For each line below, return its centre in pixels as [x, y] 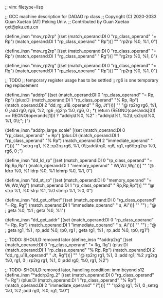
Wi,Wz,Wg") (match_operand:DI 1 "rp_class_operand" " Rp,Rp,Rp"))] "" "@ [80, 185]
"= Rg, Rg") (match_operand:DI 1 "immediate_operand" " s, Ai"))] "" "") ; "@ [81, 205]
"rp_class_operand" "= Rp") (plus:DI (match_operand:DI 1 [62, 135]
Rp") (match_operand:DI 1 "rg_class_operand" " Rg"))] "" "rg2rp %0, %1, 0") [81, 56]
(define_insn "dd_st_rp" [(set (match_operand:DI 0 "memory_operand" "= [78, 180]
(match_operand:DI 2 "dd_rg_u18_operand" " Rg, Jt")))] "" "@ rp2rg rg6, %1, [81, 105]
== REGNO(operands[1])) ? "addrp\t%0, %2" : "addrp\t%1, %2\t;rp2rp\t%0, [80, 116]
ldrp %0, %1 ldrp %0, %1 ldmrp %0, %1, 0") [49, 171]
